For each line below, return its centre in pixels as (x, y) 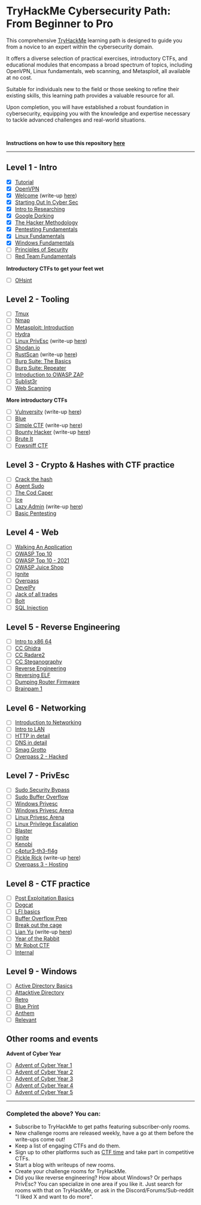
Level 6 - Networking (46, 708)
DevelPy (25, 587)
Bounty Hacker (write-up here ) (53, 432)
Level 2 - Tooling (38, 299)
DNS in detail (31, 743)
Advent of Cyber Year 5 (44, 1092)
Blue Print (27, 1006)
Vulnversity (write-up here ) (48, 412)
